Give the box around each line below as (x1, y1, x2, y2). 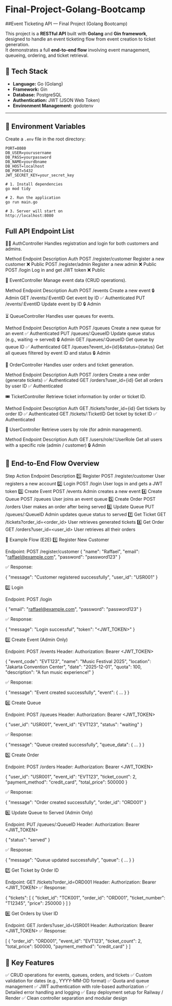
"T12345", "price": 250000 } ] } (5, 900, 71, 907)
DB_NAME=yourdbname (5, 159, 47, 165)
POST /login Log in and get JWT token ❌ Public (5, 267, 105, 273)
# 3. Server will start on (5, 209, 63, 214)
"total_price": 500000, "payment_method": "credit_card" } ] (5, 943, 131, 950)
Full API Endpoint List (5, 227, 74, 235)
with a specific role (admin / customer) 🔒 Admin (5, 442, 106, 448)
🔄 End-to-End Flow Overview (5, 459, 100, 467)
